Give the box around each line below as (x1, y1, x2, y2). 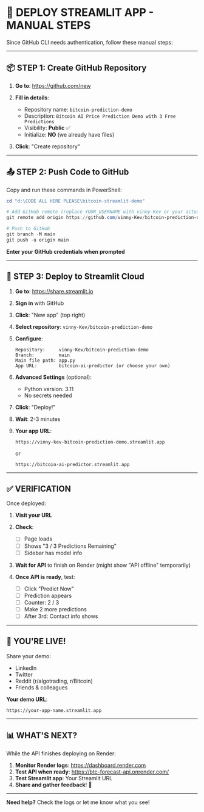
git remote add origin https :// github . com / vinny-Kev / (6, 215, 146, 221)
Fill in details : (15, 94, 50, 101)
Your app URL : (15, 427, 52, 434)
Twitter (15, 670, 33, 678)
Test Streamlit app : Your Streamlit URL (15, 774, 113, 781)
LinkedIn (15, 664, 37, 672)
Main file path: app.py (15, 357, 76, 364)
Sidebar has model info (24, 549, 83, 556)
